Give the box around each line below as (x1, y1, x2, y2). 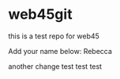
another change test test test (8, 61, 103, 71)
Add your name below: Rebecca (8, 46, 113, 56)
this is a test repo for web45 (8, 31, 100, 41)
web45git (8, 5, 73, 23)
